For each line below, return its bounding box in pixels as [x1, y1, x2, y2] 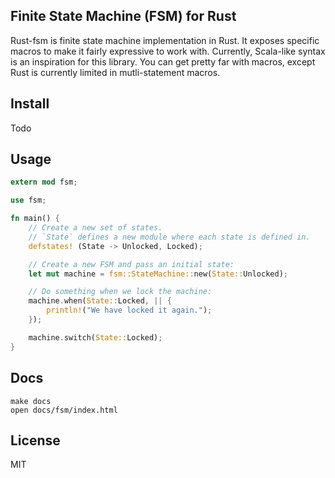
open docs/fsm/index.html [10, 405, 118, 415]
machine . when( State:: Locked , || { [28, 296, 172, 306]
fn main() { [10, 214, 60, 224]
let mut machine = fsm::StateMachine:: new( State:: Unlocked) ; [28, 269, 288, 279]
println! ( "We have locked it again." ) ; [46, 305, 213, 316]
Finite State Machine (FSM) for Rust [10, 8, 237, 25]
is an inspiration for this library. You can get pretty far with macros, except [10, 55, 316, 68]
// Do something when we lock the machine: [28, 287, 213, 297]
